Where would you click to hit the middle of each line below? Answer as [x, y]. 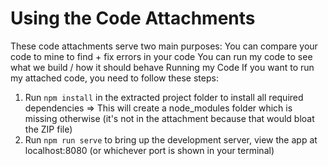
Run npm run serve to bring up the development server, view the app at [171, 139]
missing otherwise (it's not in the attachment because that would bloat [169, 118]
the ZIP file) [48, 129]
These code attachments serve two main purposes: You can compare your [164, 46]
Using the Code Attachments [133, 18]
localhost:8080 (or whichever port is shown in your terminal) [149, 150]
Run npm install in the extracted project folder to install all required [164, 97]
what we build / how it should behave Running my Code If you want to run [162, 67]
